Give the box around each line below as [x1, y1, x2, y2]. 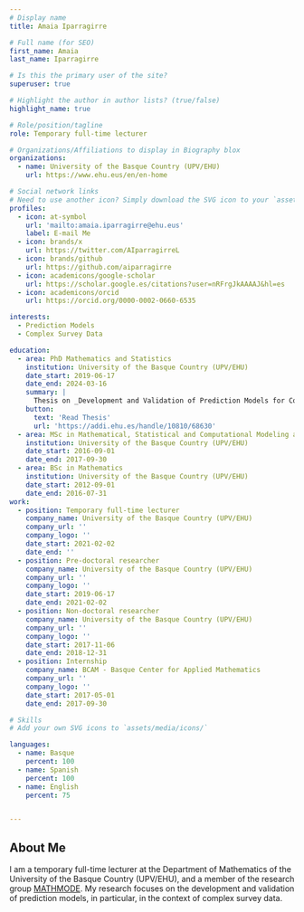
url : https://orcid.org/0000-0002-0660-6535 [25, 296, 196, 306]
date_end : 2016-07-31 [25, 489, 107, 498]
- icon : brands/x [17, 237, 83, 247]
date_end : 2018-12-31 [25, 649, 107, 658]
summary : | [25, 388, 67, 397]
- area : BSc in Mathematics [17, 463, 124, 473]
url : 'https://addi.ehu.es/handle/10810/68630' [33, 422, 217, 431]
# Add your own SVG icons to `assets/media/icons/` [9, 724, 208, 733]
